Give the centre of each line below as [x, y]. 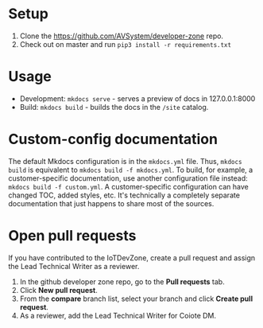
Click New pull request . [58, 290]
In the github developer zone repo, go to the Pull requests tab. [122, 281]
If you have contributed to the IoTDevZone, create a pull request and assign [132, 258]
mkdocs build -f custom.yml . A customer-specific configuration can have [128, 186]
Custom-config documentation [113, 139]
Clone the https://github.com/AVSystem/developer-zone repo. [122, 36]
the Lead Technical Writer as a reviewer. [74, 266]
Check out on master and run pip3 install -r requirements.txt [126, 44]
